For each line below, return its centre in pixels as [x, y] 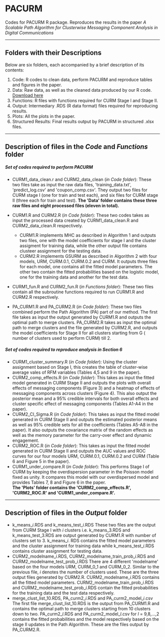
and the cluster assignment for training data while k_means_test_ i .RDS [83, 546]
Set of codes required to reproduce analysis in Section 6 [64, 349]
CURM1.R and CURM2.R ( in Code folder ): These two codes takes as [81, 215]
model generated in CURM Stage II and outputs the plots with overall [82, 383]
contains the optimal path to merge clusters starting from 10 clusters [81, 608]
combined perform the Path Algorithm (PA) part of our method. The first [85, 312]
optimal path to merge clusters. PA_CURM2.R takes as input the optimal [84, 322]
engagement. [26, 441]
